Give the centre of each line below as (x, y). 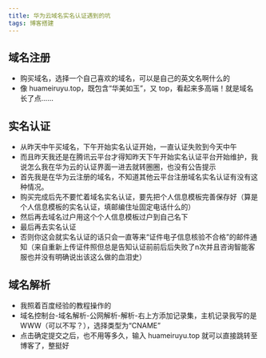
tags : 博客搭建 (31, 23)
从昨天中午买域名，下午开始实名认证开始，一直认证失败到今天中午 (128, 147)
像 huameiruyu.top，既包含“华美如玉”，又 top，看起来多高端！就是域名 (137, 88)
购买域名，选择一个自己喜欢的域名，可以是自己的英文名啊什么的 (125, 78)
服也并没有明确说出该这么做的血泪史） (83, 257)
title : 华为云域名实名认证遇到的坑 (60, 16)
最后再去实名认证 (48, 227)
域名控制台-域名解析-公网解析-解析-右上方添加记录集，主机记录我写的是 (138, 315)
